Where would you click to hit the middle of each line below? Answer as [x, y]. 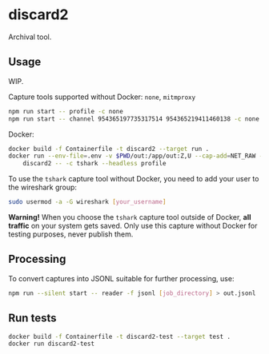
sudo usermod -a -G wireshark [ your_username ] [87, 202]
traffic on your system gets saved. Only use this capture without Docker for [133, 226]
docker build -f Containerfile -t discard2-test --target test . [119, 336]
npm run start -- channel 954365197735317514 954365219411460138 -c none [134, 119]
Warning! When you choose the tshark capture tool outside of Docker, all [130, 217]
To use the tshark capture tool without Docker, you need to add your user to [134, 179]
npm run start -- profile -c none [66, 111]
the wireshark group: [43, 187]
